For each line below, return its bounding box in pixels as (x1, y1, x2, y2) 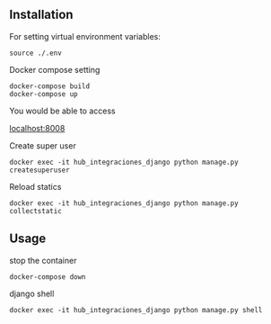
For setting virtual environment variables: (9, 31, 162, 41)
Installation (9, 7, 74, 22)
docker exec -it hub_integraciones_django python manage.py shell (9, 305, 263, 314)
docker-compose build (9, 81, 91, 91)
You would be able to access (9, 105, 116, 116)
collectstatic (9, 206, 63, 215)
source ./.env (9, 49, 63, 58)
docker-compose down (9, 272, 87, 282)
